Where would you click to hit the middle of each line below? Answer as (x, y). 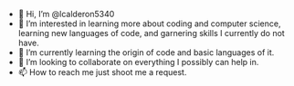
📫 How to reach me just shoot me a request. (102, 72)
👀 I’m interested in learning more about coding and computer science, (149, 24)
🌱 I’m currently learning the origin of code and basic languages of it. (146, 53)
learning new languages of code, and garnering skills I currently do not (151, 33)
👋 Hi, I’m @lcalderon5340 (66, 14)
